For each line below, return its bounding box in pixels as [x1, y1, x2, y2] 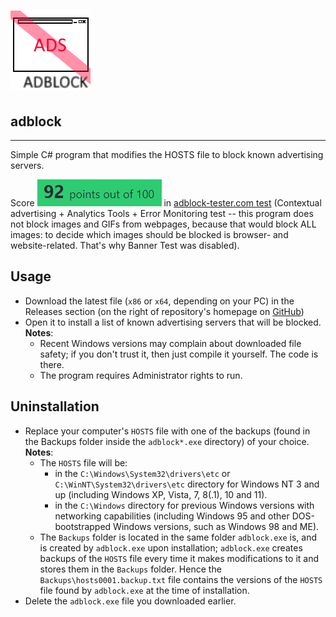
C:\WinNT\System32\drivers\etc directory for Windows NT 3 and [54, 478, 320, 490]
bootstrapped [54, 520, 112, 532]
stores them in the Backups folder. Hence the [39, 563, 222, 575]
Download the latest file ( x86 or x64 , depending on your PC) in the [24, 295, 295, 307]
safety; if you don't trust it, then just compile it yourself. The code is [39, 348, 319, 360]
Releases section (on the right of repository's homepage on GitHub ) [24, 305, 305, 317]
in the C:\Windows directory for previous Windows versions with [54, 499, 315, 511]
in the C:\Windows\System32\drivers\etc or [54, 467, 231, 479]
